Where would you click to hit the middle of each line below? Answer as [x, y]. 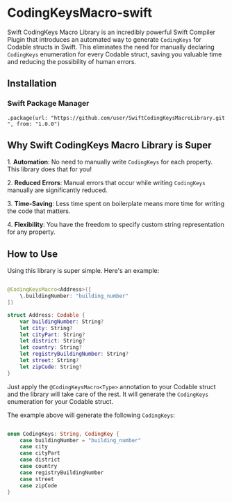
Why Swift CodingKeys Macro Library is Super [109, 145]
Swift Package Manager [48, 104]
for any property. [31, 232]
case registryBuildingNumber [62, 472]
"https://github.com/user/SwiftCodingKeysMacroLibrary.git [138, 118]
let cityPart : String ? [52, 335]
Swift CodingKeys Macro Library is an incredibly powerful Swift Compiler [111, 32]
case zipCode [39, 485]
